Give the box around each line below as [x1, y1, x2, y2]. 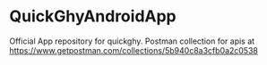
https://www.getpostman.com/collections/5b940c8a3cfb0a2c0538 [9, 45, 258, 55]
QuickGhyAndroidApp [9, 6, 177, 27]
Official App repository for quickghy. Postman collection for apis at [9, 36, 255, 46]
